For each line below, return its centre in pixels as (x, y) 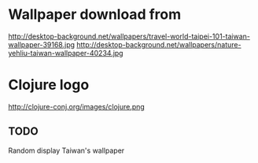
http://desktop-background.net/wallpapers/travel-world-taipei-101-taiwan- (129, 36)
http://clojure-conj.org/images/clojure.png (77, 106)
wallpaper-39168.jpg (42, 44)
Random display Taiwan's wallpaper (66, 150)
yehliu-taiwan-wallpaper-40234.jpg (66, 53)
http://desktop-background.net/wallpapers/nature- (158, 44)
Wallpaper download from (95, 15)
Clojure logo (49, 85)
